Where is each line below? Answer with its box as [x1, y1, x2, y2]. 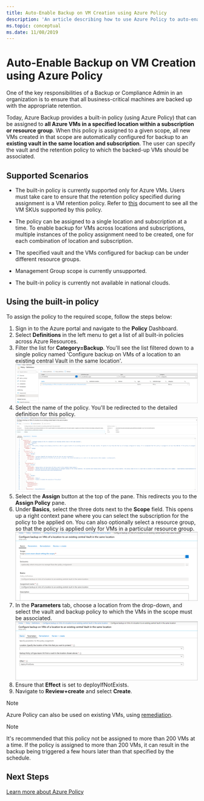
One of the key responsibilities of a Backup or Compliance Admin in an [6, 89, 183, 97]
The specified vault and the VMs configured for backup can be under [15, 249, 189, 256]
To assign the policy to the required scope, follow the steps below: [6, 312, 172, 320]
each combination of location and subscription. [15, 238, 134, 244]
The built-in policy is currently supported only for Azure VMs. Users [15, 186, 185, 194]
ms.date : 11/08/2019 [6, 29, 59, 35]
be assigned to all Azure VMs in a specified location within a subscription [6, 121, 194, 128]
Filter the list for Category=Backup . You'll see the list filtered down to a [15, 344, 194, 351]
